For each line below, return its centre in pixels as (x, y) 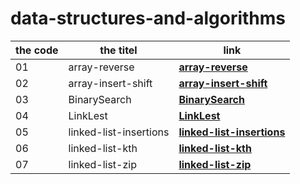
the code (37, 50)
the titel (118, 50)
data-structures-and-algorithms (148, 18)
